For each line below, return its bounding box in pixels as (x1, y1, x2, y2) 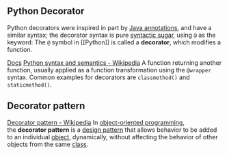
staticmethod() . (7, 80, 53, 88)
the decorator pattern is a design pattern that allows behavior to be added (7, 126, 217, 134)
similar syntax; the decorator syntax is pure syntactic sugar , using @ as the (7, 31, 216, 39)
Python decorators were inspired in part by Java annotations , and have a (7, 23, 212, 31)
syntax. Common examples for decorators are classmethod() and (7, 73, 190, 81)
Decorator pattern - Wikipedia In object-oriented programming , (7, 118, 185, 126)
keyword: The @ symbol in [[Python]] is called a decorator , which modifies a (7, 38, 221, 46)
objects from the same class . (7, 140, 89, 148)
